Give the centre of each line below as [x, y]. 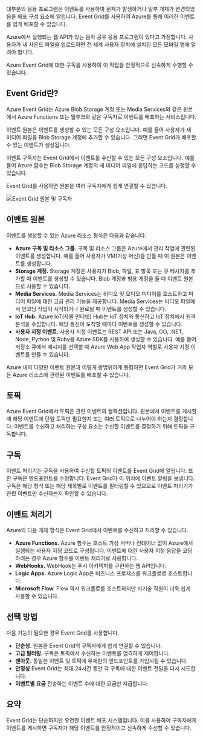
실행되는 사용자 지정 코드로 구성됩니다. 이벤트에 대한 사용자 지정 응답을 [98, 551]
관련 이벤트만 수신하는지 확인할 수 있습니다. [57, 493]
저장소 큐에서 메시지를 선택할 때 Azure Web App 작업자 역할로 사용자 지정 [102, 347]
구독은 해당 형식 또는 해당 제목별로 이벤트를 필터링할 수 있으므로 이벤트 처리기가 [100, 486]
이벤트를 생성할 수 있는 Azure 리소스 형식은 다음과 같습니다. [76, 235]
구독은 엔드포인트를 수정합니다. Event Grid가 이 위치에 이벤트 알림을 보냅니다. [104, 478]
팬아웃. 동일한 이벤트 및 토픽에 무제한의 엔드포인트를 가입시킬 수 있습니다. [101, 661]
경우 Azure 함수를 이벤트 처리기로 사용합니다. [84, 558]
